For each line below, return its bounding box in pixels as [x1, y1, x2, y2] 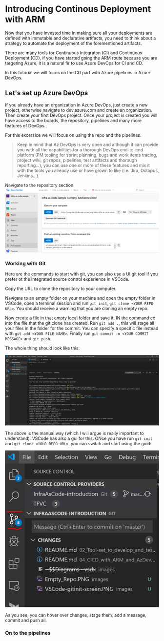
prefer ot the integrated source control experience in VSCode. [5, 276, 130, 282]
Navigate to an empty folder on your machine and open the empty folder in [5, 295, 156, 301]
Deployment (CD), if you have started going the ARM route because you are [5, 55, 158, 61]
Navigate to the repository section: [5, 182, 75, 188]
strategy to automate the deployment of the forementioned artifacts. [5, 40, 143, 46]
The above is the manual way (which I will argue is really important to [5, 431, 144, 436]
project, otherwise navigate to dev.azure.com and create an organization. [5, 107, 152, 113]
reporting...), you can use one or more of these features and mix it [17, 162, 150, 168]
